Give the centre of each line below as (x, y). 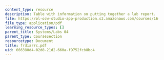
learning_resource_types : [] (35, 28)
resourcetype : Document (29, 41)
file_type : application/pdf (34, 23)
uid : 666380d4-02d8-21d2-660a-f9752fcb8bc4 (50, 50)
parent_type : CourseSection (34, 37)
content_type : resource (29, 9)
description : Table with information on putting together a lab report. (81, 14)
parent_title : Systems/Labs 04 (37, 32)
